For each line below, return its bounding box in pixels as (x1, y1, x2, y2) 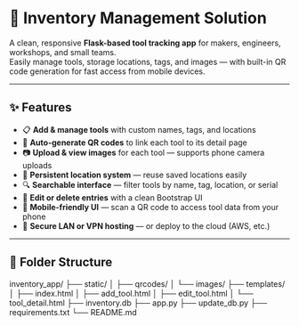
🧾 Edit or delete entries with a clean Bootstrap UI (21, 192, 203, 203)
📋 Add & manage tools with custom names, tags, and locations (21, 124, 256, 134)
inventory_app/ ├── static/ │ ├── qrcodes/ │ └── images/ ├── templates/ (9, 278, 286, 289)
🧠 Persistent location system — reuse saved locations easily (21, 169, 247, 180)
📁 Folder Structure (9, 255, 113, 270)
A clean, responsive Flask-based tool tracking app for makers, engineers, (9, 37, 282, 48)
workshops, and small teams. (9, 46, 117, 57)
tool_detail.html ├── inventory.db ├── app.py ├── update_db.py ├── (9, 297, 268, 308)
